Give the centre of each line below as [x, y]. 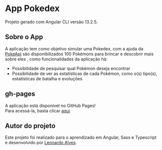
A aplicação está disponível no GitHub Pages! [50, 105]
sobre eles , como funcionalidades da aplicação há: [56, 59]
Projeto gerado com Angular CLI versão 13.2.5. [52, 22]
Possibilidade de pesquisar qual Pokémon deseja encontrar [71, 68]
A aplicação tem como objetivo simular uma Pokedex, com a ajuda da [74, 48]
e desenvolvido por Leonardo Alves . [41, 143]
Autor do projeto [30, 126]
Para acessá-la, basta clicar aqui [37, 111]
